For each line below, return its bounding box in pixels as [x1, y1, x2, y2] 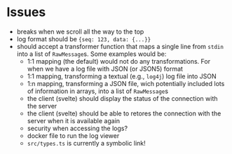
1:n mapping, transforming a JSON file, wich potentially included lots [27, 79, 225, 87]
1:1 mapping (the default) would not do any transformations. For [27, 57, 211, 65]
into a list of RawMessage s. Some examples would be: [16, 50, 167, 58]
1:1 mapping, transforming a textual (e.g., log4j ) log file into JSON [27, 71, 217, 80]
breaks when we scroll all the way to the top [16, 27, 144, 36]
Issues [6, 4, 46, 20]
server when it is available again [27, 116, 121, 125]
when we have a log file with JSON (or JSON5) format [27, 64, 184, 73]
